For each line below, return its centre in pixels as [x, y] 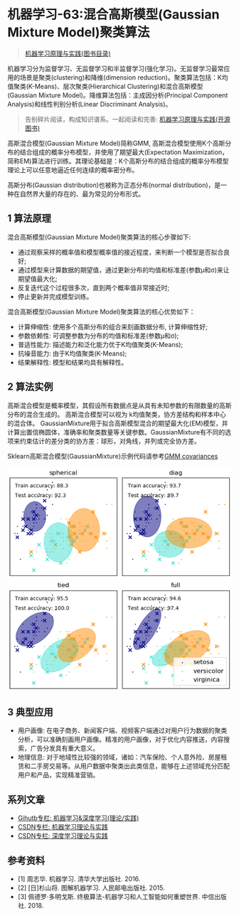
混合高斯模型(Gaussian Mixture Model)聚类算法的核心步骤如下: [99, 237]
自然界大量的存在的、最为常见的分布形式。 [82, 193]
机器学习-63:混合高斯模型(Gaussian [113, 15]
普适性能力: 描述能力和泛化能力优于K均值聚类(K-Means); [100, 344]
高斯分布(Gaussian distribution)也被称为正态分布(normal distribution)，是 [114, 185]
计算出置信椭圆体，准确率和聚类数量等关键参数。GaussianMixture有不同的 [116, 432]
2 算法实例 [30, 387]
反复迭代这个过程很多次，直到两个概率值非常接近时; [94, 287]
